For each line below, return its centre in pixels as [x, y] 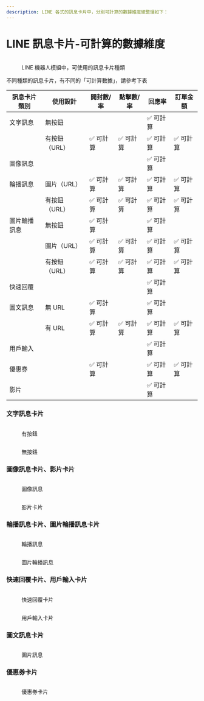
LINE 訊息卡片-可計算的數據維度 [86, 44]
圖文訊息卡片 [25, 635]
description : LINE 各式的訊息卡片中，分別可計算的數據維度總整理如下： [87, 12]
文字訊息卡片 [25, 414]
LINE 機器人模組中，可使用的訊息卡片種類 [73, 67]
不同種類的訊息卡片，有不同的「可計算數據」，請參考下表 [77, 80]
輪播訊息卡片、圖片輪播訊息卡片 [53, 524]
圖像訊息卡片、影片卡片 [40, 469]
